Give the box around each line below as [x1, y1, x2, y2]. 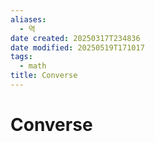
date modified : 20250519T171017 [10, 42, 145, 53]
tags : [10, 52, 33, 62]
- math [19, 61, 47, 71]
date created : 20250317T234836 [10, 33, 141, 43]
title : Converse [10, 71, 78, 81]
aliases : [10, 14, 47, 25]
